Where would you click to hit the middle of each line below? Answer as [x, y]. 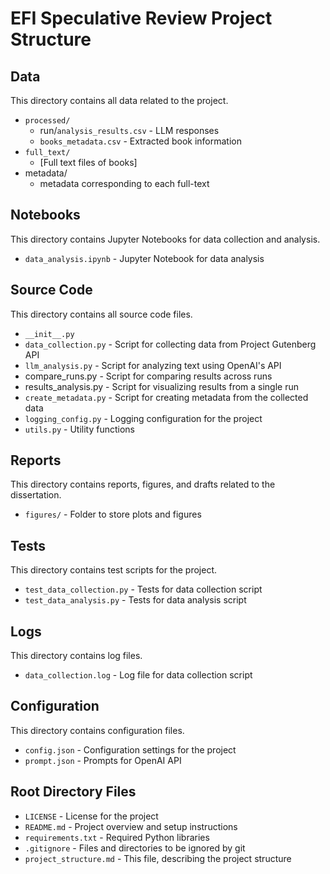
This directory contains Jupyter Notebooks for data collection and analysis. [165, 239]
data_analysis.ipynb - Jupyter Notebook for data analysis [144, 258]
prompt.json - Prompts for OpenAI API [103, 760]
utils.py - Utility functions [79, 429]
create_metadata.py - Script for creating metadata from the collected [166, 397]
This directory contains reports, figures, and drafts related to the [143, 484]
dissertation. [36, 495]
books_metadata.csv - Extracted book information [140, 141]
